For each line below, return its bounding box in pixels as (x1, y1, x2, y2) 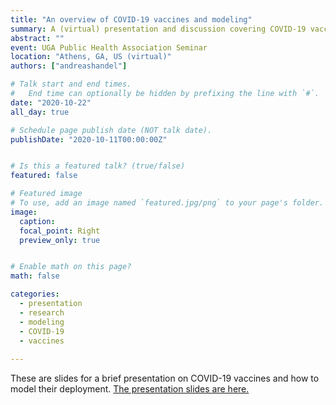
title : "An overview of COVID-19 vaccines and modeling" (10, 14, 253, 25)
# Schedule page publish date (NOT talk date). (10, 125, 213, 135)
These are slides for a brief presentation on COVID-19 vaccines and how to (10, 372, 320, 385)
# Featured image (10, 189, 83, 199)
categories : (10, 289, 60, 300)
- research (19, 307, 65, 318)
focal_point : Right (19, 226, 101, 236)
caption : (19, 216, 56, 226)
